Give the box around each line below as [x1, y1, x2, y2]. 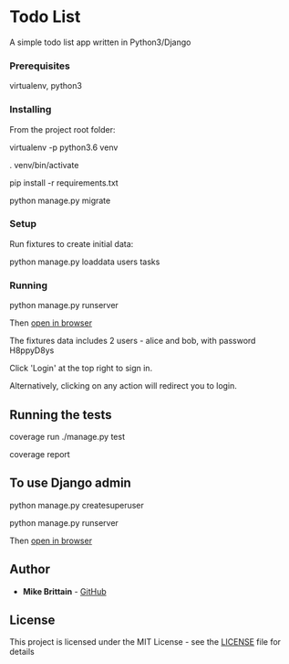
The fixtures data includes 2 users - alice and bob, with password [9, 336, 256, 347]
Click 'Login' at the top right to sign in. [9, 363, 153, 374]
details [9, 647, 35, 658]
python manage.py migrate [9, 195, 111, 206]
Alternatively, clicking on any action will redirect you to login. [9, 380, 237, 391]
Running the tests [9, 407, 112, 423]
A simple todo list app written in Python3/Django [9, 37, 191, 48]
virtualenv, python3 [9, 80, 82, 91]
